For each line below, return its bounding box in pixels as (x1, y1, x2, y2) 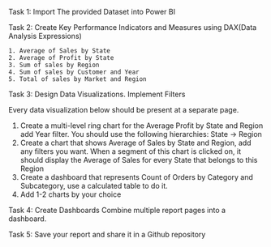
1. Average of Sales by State (8, 47, 111, 55)
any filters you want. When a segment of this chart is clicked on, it (19, 147, 242, 156)
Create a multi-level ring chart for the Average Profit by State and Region (19, 121, 264, 130)
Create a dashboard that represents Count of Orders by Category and (19, 172, 254, 181)
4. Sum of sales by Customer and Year (8, 68, 140, 76)
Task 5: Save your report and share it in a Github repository (8, 230, 206, 239)
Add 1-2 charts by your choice (19, 190, 122, 199)
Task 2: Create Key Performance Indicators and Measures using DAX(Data (8, 23, 257, 32)
